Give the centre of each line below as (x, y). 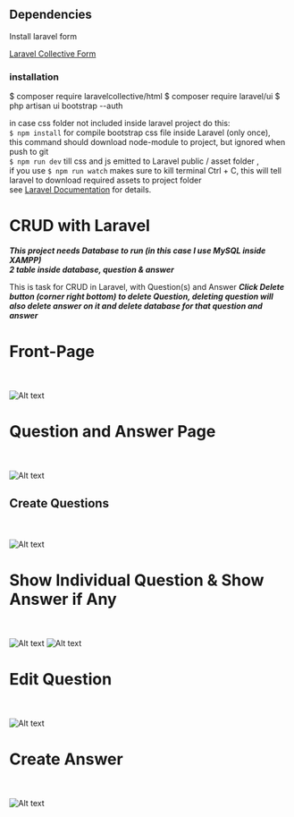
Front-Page (52, 352)
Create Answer (66, 759)
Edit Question (61, 679)
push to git (29, 152)
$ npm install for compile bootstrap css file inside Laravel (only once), (140, 132)
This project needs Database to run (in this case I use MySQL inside (138, 251)
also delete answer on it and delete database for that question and (136, 306)
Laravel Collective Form (53, 54)
